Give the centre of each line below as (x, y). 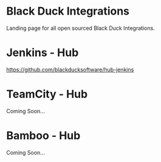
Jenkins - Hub (43, 53)
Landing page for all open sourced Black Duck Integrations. (80, 28)
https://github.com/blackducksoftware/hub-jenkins (70, 69)
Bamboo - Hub (43, 136)
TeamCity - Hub (47, 94)
